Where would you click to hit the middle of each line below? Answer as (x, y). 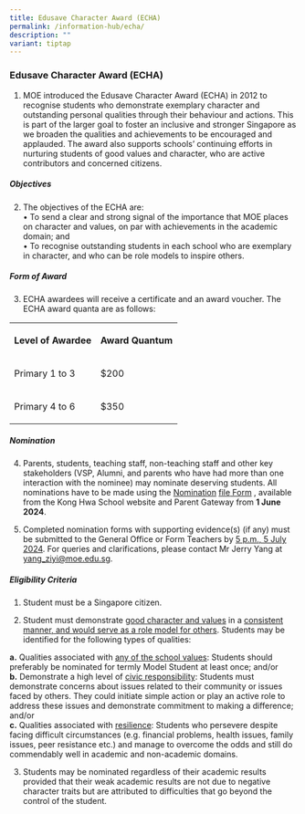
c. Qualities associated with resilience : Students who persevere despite (144, 725)
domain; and (46, 236)
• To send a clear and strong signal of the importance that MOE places (156, 216)
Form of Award (38, 277)
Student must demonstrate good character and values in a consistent (153, 621)
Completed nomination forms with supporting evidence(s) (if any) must (156, 529)
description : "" (40, 35)
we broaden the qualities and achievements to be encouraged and (147, 134)
